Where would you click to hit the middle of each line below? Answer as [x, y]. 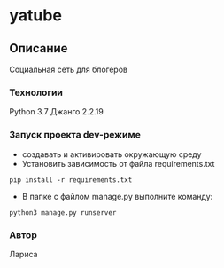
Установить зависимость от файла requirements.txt [118, 163]
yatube [35, 16]
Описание [39, 48]
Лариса [23, 254]
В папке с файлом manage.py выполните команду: [117, 196]
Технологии [36, 92]
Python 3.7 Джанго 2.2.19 [56, 112]
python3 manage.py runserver [63, 213]
